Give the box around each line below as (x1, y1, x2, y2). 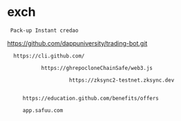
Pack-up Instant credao (10, 27, 79, 34)
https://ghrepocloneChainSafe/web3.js (41, 64, 153, 71)
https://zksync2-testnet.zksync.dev (68, 77, 175, 84)
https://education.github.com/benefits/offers (22, 95, 159, 102)
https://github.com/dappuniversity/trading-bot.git (7, 39, 148, 47)
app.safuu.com (22, 106, 64, 114)
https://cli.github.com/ (13, 53, 85, 59)
